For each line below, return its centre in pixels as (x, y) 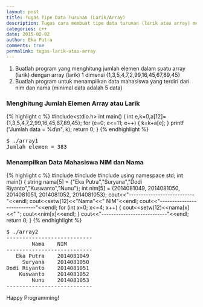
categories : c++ (27, 29)
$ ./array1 (22, 141)
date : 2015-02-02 (28, 34)
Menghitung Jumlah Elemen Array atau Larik (73, 103)
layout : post (23, 12)
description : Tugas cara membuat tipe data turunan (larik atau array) (98, 23)
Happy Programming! (33, 298)
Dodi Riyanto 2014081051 (48, 268)
